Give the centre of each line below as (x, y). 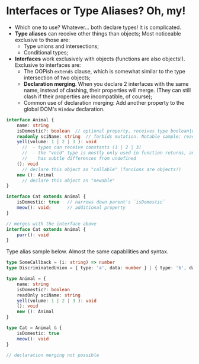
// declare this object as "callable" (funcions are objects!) (102, 169)
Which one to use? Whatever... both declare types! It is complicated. (98, 27)
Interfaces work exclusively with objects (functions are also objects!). (100, 59)
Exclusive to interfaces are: (48, 65)
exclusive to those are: (42, 40)
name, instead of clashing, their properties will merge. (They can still (107, 90)
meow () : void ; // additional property (71, 208)
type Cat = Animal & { (34, 328)
